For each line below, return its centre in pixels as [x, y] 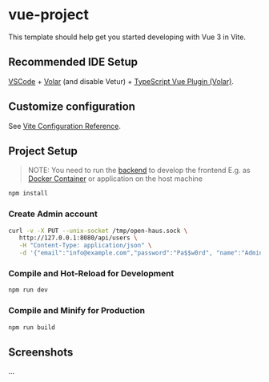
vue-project [49, 15]
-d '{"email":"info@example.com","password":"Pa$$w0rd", [116, 253]
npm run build [32, 327]
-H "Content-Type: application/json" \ [85, 246]
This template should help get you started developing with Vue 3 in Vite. [127, 37]
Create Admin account [53, 214]
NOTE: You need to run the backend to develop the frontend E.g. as [139, 171]
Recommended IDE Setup [73, 62]
